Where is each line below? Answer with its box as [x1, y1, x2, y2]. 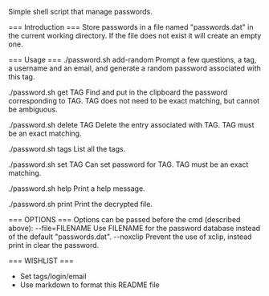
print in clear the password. [8, 241, 100, 249]
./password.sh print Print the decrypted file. [8, 200, 153, 209]
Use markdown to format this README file [19, 280, 161, 290]
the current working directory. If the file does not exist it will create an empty [8, 31, 262, 40]
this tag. [8, 72, 35, 81]
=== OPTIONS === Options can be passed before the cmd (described [8, 215, 241, 224]
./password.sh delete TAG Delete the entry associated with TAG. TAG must [8, 120, 255, 129]
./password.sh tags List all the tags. [8, 144, 126, 153]
